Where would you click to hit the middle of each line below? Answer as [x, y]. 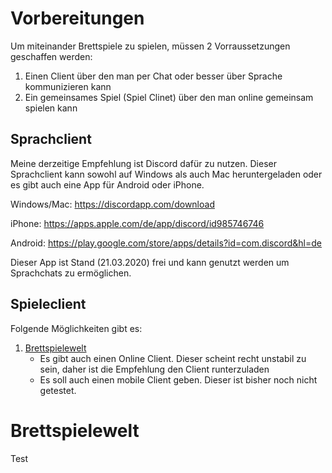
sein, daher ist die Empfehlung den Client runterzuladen [154, 369]
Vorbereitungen [77, 18]
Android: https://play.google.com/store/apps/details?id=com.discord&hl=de [166, 243]
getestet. [58, 390]
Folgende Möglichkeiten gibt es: [76, 328]
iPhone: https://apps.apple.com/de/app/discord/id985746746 [137, 223]
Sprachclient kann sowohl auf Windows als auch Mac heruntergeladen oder [166, 174]
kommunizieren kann [68, 86]
